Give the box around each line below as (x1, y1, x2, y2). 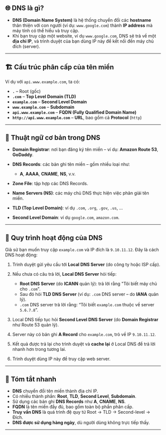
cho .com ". (19, 286, 41, 292)
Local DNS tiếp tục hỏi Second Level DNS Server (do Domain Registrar (12, 317, 159, 323)
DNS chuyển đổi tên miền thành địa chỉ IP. (12, 388, 98, 394)
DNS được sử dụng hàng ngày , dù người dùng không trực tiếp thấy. (12, 420, 150, 426)
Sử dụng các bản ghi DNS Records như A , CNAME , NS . (12, 398, 126, 405)
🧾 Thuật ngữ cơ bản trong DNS (5, 134, 100, 142)
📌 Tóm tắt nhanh (5, 375, 57, 383)
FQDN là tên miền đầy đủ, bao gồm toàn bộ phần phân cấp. (12, 404, 133, 410)
